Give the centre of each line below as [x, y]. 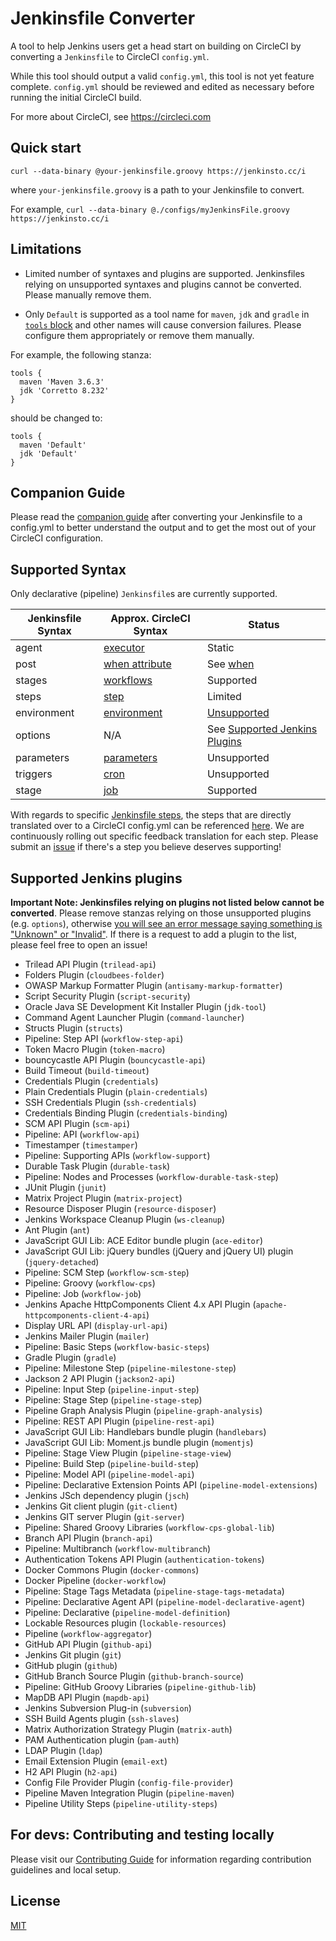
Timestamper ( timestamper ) [81, 1145]
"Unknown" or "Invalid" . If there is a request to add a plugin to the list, [153, 934]
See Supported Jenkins [262, 729]
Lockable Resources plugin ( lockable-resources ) [125, 1623]
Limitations [46, 249]
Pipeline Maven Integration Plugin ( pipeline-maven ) [129, 1793]
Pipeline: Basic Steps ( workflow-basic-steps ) [117, 1346]
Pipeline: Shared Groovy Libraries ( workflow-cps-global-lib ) [149, 1527]
